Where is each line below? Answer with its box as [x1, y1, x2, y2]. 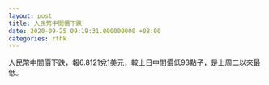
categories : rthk [8, 34, 67, 43]
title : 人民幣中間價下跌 [8, 19, 83, 28]
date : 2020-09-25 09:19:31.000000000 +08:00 [8, 27, 161, 35]
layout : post [8, 11, 53, 20]
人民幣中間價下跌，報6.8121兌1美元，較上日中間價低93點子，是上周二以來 [8, 57, 254, 67]
